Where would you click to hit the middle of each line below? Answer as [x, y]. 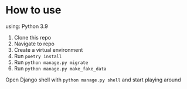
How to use [33, 10]
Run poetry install [38, 56]
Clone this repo [32, 37]
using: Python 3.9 [27, 26]
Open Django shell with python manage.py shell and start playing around [93, 80]
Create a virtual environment [48, 49]
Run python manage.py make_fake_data [60, 68]
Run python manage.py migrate [51, 62]
